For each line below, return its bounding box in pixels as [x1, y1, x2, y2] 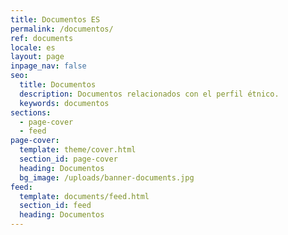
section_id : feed [19, 201, 92, 211]
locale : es [10, 42, 56, 53]
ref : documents [10, 33, 74, 43]
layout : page [10, 52, 65, 62]
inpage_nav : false [10, 61, 87, 71]
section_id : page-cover [19, 154, 118, 164]
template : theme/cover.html [19, 145, 137, 155]
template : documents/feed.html [19, 191, 150, 201]
